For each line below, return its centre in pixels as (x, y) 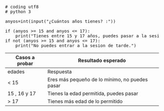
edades (16, 71)
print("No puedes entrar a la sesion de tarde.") (76, 46)
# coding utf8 (22, 7)
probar (25, 63)
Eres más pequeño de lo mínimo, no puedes (97, 79)
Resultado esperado (102, 60)
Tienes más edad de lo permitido (85, 101)
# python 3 (18, 12)
